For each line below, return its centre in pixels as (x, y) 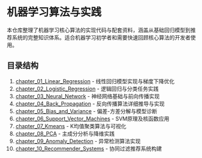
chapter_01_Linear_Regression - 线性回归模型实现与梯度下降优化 (95, 81)
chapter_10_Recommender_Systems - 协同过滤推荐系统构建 (89, 148)
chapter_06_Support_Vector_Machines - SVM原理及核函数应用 (92, 118)
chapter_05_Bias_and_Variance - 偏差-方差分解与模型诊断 (86, 111)
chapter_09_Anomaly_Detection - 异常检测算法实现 (78, 141)
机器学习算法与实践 (54, 12)
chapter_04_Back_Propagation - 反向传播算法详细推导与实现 (90, 104)
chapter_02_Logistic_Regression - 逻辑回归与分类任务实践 (87, 89)
